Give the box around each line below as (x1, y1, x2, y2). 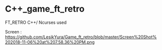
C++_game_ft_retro (5, 3, 85, 15)
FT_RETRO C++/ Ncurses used (5, 19, 67, 25)
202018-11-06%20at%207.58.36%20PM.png (5, 39, 95, 45)
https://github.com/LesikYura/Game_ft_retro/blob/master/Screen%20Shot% (5, 34, 157, 40)
